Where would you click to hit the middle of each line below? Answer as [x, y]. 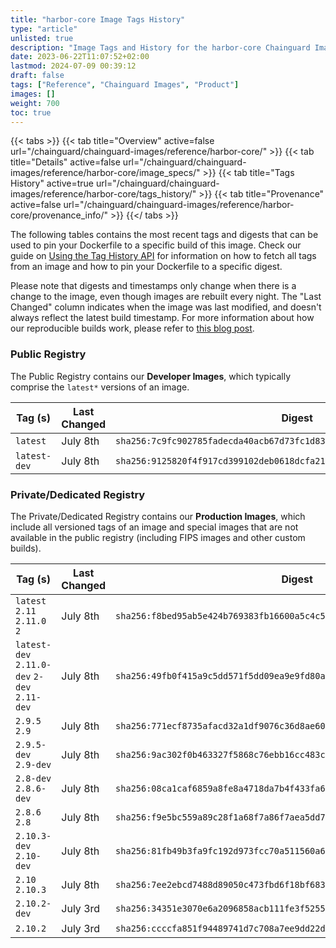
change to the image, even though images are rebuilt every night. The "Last [166, 297]
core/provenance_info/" [59, 215]
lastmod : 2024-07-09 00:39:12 [73, 66]
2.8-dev [33, 778]
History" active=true [52, 183]
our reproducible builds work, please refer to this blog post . [132, 328]
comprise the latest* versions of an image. [100, 387]
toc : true [31, 112]
